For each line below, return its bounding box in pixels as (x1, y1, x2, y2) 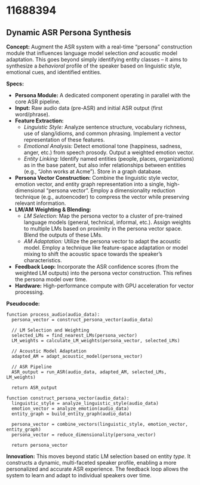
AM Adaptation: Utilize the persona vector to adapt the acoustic (23, 238, 181, 245)
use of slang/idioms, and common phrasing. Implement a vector (23, 130, 181, 137)
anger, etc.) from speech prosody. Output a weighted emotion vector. (23, 149, 195, 156)
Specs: (6, 80, 24, 87)
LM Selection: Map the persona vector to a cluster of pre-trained (23, 213, 183, 219)
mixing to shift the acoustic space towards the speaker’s (23, 250, 162, 257)
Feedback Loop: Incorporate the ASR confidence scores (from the (14, 263, 179, 270)
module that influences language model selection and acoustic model (6, 50, 178, 57)
